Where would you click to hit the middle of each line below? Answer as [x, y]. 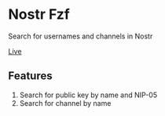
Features [30, 76]
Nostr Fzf [39, 14]
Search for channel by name [65, 103]
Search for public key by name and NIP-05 [88, 95]
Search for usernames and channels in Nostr [81, 36]
